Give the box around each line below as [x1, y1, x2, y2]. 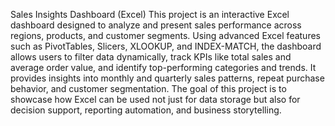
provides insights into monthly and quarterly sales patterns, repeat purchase [10, 72, 325, 84]
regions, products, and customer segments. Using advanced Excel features [10, 30, 321, 41]
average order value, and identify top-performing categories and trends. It [10, 62, 317, 73]
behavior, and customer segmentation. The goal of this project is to [10, 83, 287, 94]
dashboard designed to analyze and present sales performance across [10, 19, 302, 31]
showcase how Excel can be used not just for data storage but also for [10, 94, 301, 105]
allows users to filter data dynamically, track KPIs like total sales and [10, 51, 292, 63]
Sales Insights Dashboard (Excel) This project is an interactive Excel [10, 9, 290, 20]
